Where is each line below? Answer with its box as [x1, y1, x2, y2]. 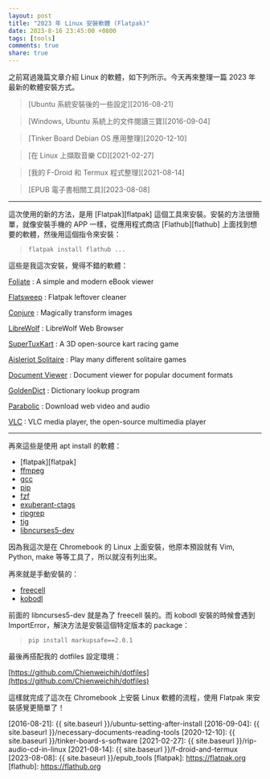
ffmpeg [19, 465, 45, 475]
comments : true [8, 42, 59, 50]
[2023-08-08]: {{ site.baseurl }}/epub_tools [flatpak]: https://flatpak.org [8, 753, 247, 762]
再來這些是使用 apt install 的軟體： [8, 441, 122, 450]
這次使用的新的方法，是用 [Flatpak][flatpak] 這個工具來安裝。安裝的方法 [8, 210, 246, 219]
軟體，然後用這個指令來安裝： [22, 230, 121, 239]
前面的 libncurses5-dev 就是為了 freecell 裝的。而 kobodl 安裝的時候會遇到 [8, 610, 256, 620]
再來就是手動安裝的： [8, 569, 79, 579]
